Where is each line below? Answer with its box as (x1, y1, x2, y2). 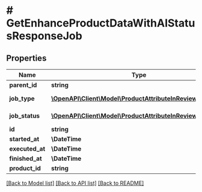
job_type (9, 94, 35, 103)
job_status (9, 112, 40, 120)
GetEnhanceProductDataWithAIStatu (6, 16, 195, 30)
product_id (9, 164, 41, 172)
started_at (9, 135, 40, 143)
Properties (6, 53, 47, 63)
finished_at (9, 154, 42, 163)
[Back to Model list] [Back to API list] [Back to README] (6, 179, 144, 187)
